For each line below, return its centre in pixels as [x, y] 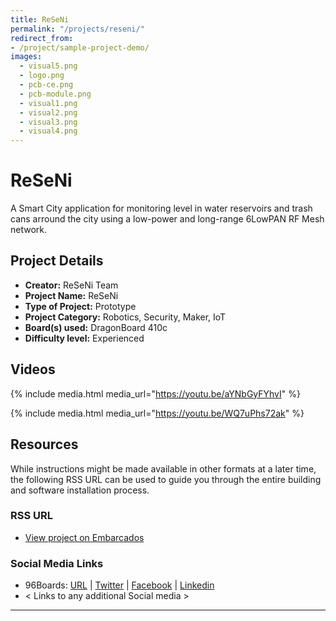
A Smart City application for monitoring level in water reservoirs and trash [161, 208]
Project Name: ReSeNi [71, 295]
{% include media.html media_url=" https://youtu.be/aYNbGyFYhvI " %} [155, 393]
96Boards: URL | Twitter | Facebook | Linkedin [119, 585]
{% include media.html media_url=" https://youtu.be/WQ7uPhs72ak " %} [157, 413]
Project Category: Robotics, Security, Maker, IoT [125, 317]
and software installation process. [80, 490]
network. [29, 230]
